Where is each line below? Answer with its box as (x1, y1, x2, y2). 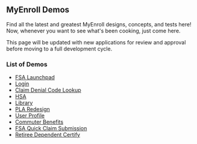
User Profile (14, 112, 45, 119)
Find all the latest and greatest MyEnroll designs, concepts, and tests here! (6, 20, 192, 28)
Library (14, 99, 33, 107)
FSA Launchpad (14, 74, 55, 81)
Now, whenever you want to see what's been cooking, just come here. (6, 27, 181, 34)
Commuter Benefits (14, 118, 64, 125)
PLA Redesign (14, 106, 50, 113)
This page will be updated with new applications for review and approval (6, 38, 186, 46)
